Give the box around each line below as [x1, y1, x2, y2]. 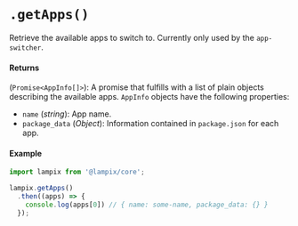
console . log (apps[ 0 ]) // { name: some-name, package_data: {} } [25, 200, 269, 209]
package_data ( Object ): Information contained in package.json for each [21, 118, 279, 129]
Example [9, 148, 43, 158]
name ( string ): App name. [21, 109, 112, 119]
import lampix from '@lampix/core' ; [9, 167, 145, 177]
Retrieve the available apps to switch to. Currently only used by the [9, 32, 255, 43]
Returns [9, 62, 40, 73]
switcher [9, 43, 42, 52]
